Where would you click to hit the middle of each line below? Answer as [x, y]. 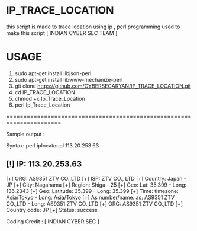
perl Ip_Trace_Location [42, 105]
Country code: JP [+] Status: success [52, 210]
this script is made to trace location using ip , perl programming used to [93, 27]
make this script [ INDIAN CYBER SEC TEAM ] [62, 33]
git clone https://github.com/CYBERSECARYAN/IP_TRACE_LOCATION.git [103, 86]
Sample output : [25, 134]
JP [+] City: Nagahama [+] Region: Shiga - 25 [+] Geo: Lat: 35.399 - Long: [96, 185]
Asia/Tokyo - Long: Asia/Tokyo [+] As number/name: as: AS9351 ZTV [91, 197]
